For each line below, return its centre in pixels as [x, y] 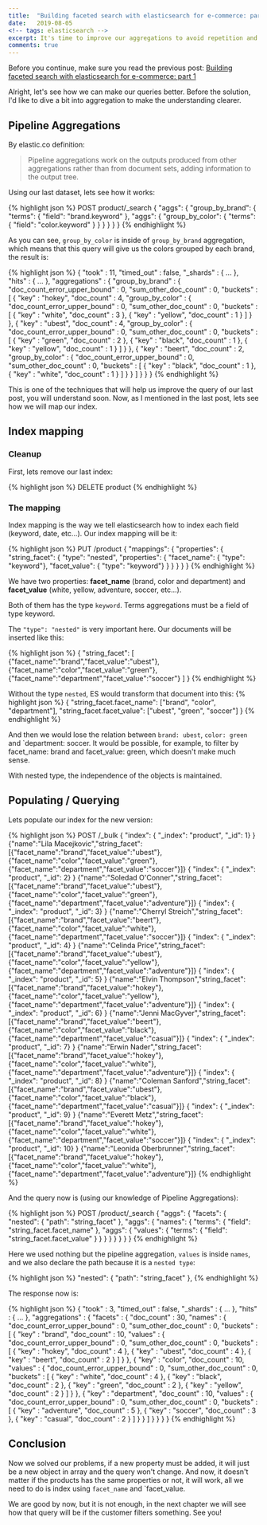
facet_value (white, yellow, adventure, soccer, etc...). [95, 590]
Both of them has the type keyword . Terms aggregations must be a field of [128, 605]
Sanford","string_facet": [211, 1080]
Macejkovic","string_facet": [99, 843]
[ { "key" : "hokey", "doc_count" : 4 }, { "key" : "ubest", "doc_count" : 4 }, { [130, 1351]
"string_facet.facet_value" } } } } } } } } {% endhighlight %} [103, 1238]
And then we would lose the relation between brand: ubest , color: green [128, 735]
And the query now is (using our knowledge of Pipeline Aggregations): [123, 1198]
